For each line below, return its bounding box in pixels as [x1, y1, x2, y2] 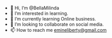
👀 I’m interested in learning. [10, 10, 68, 16]
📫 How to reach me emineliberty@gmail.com [10, 27, 107, 33]
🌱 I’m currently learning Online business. [10, 16, 96, 22]
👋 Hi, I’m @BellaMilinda [10, 5, 60, 11]
